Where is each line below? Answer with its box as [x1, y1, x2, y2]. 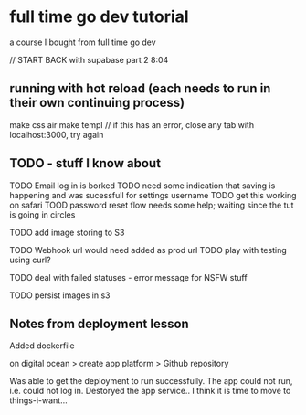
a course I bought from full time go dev [9, 37, 157, 48]
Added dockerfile [9, 340, 75, 351]
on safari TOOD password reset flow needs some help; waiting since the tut [9, 199, 294, 210]
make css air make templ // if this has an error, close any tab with [9, 119, 254, 130]
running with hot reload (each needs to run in [9, 80, 271, 97]
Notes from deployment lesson [9, 315, 189, 331]
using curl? [9, 254, 52, 265]
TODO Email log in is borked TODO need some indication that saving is [9, 180, 276, 191]
